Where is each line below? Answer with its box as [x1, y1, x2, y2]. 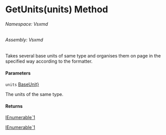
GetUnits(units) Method [5, 4, 109, 15]
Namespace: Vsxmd [5, 21, 48, 27]
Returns [5, 103, 23, 109]
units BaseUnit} [5, 81, 39, 88]
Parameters [5, 70, 31, 76]
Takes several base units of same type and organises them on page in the [5, 53, 161, 59]
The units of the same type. [5, 91, 64, 98]
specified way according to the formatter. [5, 58, 93, 64]
